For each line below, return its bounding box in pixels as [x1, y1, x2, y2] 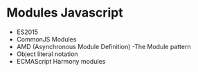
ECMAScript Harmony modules [16, 57, 106, 65]
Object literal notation [16, 50, 78, 58]
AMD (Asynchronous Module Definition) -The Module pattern [16, 42, 191, 51]
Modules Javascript [6, 5, 124, 21]
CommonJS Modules [16, 35, 77, 43]
